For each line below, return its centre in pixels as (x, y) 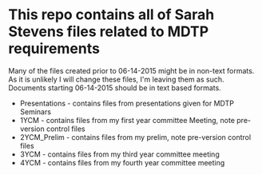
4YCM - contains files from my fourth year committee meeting (122, 162)
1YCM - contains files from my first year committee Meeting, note (127, 120)
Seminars (36, 111)
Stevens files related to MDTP (109, 32)
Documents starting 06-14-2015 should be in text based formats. (115, 87)
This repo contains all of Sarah (111, 15)
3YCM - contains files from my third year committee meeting (119, 154)
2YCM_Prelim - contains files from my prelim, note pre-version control (135, 137)
